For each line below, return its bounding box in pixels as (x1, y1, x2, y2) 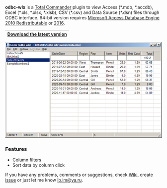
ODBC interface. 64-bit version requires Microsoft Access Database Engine (5, 15, 160, 20)
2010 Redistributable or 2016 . (5, 20, 65, 26)
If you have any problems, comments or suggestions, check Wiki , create (5, 172, 153, 178)
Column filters (12, 157, 41, 163)
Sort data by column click (12, 162, 65, 168)
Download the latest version (7, 31, 67, 37)
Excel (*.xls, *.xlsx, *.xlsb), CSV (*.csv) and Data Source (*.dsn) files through (5, 9, 160, 15)
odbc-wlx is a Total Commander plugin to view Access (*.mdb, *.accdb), (5, 4, 153, 10)
